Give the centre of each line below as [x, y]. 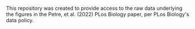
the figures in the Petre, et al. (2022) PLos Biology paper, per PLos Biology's [98, 14]
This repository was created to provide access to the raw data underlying [94, 8]
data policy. [20, 20]
